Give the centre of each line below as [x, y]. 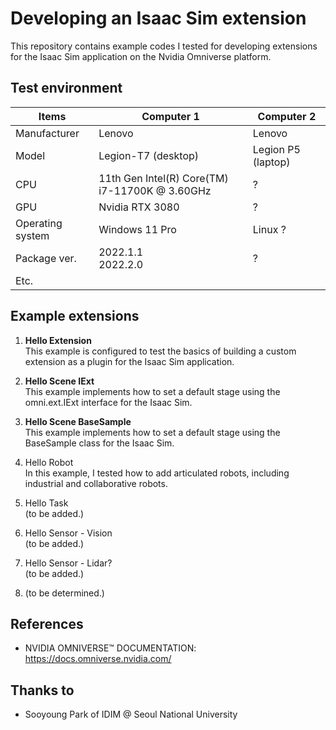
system [32, 235]
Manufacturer [47, 133]
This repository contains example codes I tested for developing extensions [164, 46]
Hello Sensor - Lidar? [68, 563]
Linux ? [269, 229]
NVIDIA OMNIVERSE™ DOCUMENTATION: [110, 648]
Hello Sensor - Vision [68, 533]
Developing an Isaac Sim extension [158, 18]
